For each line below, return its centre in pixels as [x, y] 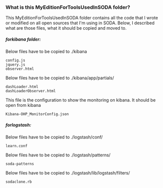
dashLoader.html [22, 87]
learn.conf [17, 146]
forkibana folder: [23, 39]
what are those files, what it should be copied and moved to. [66, 28]
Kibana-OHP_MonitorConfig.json [37, 114]
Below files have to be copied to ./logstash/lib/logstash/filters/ [68, 173]
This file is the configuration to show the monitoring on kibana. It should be [81, 100]
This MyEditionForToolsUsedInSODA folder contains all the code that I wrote [82, 18]
